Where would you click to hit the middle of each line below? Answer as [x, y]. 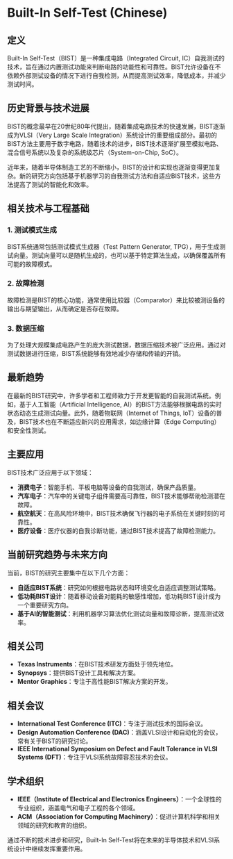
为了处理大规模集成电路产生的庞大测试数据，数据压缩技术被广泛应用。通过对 [116, 345]
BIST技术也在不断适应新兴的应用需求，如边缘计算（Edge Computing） [120, 421]
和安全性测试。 [28, 430]
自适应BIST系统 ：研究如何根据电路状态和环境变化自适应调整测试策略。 [118, 587]
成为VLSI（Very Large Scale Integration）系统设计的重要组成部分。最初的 [112, 135]
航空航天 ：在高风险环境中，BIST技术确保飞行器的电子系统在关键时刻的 [118, 513]
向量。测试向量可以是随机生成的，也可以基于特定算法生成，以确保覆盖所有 [119, 255]
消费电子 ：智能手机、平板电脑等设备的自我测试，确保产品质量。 [108, 487]
